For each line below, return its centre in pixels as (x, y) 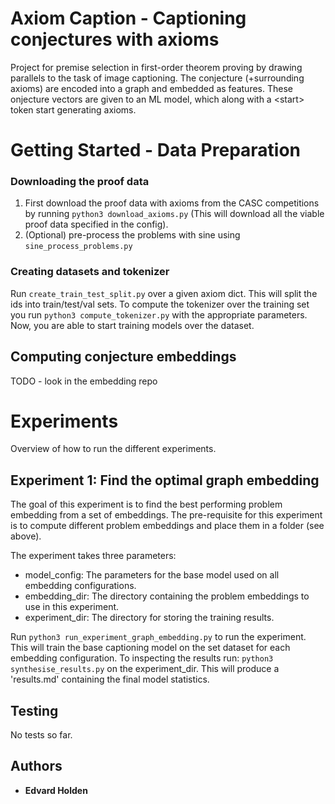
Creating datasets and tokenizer (90, 272)
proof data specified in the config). (96, 224)
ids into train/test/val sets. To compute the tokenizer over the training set (160, 304)
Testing (34, 710)
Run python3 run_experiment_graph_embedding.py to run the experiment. (158, 637)
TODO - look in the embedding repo (84, 381)
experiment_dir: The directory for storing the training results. (149, 618)
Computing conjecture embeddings (123, 357)
